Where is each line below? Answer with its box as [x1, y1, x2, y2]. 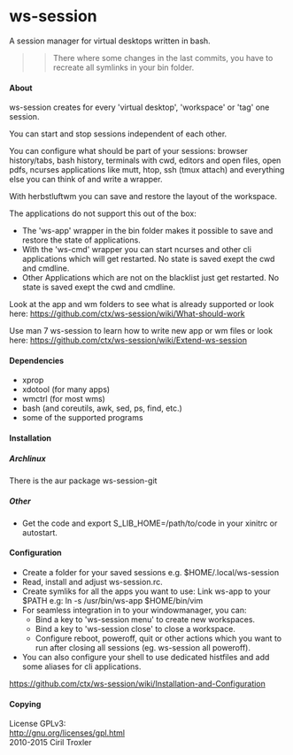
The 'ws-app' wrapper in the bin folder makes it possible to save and [21, 226, 274, 236]
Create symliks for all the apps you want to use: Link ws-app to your [21, 586, 271, 597]
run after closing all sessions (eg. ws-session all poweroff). [35, 643, 251, 653]
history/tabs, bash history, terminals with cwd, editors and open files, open [9, 155, 281, 166]
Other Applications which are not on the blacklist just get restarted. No [21, 273, 280, 283]
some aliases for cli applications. [21, 661, 142, 672]
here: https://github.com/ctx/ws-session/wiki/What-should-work [9, 308, 245, 320]
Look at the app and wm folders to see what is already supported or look [9, 299, 274, 310]
